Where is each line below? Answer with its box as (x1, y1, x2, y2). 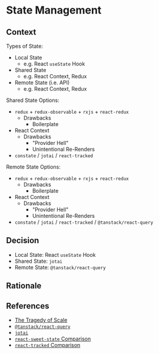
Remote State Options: (6, 163, 61, 170)
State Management (6, 4, 102, 17)
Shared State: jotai (14, 257, 63, 264)
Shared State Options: (6, 97, 60, 104)
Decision (6, 236, 39, 246)
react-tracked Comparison (14, 342, 81, 349)
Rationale (6, 281, 42, 291)
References (6, 301, 49, 311)
